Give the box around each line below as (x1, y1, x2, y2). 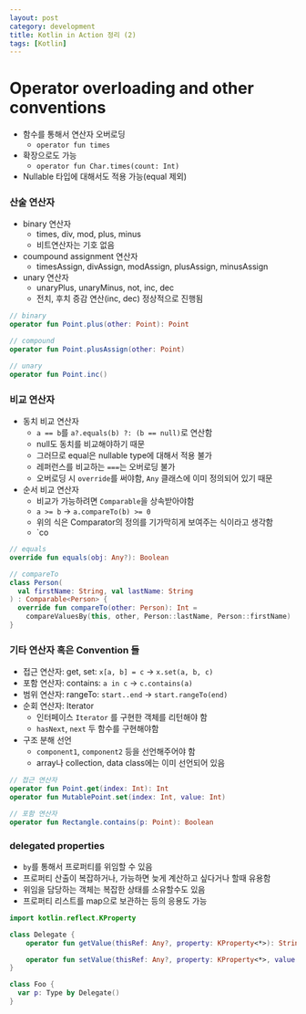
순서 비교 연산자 (22, 485, 79, 496)
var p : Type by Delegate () (17, 988, 120, 998)
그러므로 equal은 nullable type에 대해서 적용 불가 (36, 450, 212, 461)
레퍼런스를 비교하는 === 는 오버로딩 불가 (36, 462, 176, 473)
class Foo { (9, 980, 55, 989)
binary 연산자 (22, 218, 71, 229)
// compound (9, 337, 55, 346)
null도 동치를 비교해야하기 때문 (36, 439, 146, 450)
